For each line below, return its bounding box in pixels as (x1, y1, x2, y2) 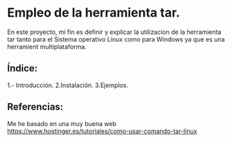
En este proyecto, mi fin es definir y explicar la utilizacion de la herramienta (7, 28, 222, 36)
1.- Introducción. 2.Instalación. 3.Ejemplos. (7, 81, 129, 89)
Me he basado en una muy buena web (7, 119, 116, 127)
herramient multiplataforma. (7, 42, 87, 51)
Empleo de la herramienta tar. (7, 5, 180, 21)
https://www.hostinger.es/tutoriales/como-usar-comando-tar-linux (7, 127, 197, 135)
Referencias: (7, 101, 64, 113)
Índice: (7, 62, 38, 74)
